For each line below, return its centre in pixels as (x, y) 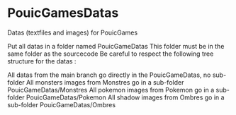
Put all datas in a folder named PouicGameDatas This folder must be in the (116, 46)
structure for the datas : (42, 61)
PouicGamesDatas (63, 13)
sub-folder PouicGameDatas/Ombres (61, 104)
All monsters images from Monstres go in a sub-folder (105, 82)
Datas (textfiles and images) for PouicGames (73, 32)
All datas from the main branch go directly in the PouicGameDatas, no (109, 75)
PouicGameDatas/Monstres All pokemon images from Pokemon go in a (111, 90)
